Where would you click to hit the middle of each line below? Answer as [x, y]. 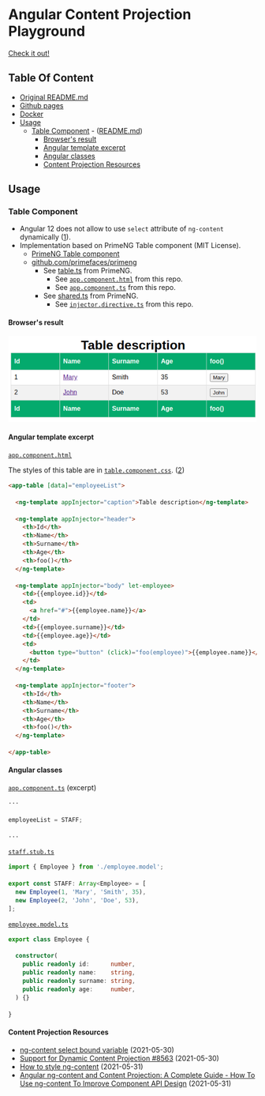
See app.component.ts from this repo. [115, 288]
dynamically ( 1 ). [45, 237]
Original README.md [54, 97]
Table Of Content [51, 78]
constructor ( [37, 956]
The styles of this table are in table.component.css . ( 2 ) [97, 470]
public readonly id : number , [79, 964]
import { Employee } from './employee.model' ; [86, 867]
